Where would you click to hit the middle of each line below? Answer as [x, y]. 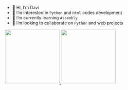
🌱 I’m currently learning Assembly [45, 18]
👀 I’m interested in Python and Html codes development [67, 13]
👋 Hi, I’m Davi [26, 7]
